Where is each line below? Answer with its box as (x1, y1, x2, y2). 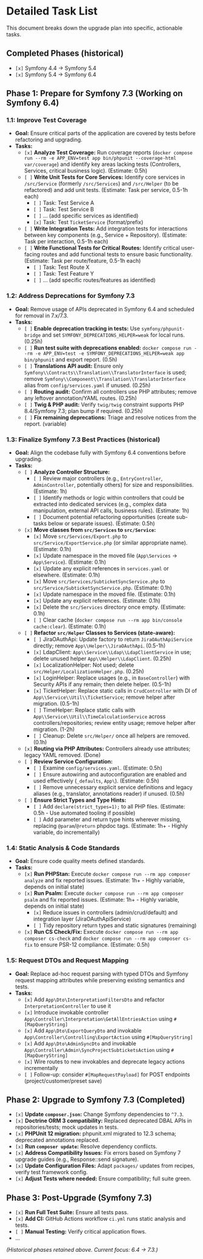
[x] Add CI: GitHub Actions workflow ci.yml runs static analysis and (15, 1215, 186, 1223)
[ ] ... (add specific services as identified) (33, 212, 139, 219)
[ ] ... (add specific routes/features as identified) (33, 277, 156, 284)
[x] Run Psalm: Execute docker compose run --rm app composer (24, 890, 184, 897)
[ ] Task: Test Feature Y (33, 270, 95, 277)
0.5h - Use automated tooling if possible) (33, 810, 136, 817)
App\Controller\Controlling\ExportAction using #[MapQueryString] (24, 1033, 193, 1040)
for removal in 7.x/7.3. (15, 312, 68, 319)
